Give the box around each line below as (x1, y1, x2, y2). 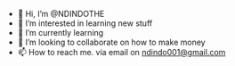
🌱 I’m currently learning (17, 28, 104, 37)
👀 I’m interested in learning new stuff (17, 18, 153, 29)
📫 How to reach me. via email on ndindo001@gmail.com (17, 47, 226, 57)
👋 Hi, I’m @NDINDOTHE (17, 9, 105, 19)
